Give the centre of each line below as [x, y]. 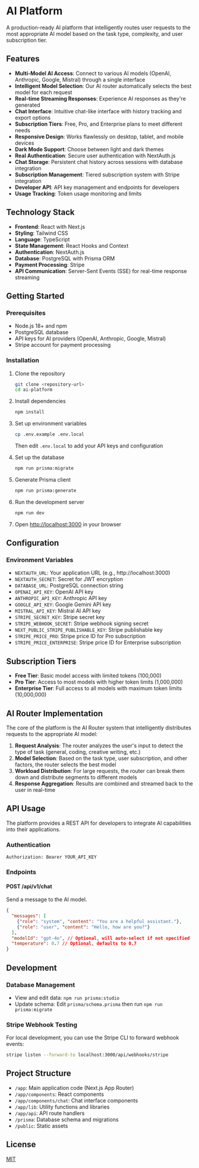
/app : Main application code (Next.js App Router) [74, 1088]
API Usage [26, 809]
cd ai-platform [34, 390]
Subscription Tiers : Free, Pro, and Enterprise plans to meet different [99, 124]
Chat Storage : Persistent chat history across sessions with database [99, 161]
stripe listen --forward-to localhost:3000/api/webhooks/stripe [87, 1055]
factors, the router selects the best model [65, 765]
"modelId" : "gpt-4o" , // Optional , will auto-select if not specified [101, 938]
